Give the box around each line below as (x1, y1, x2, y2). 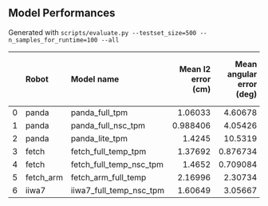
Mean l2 (179, 63, 211, 74)
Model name (70, 73, 120, 85)
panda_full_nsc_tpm (70, 120, 146, 131)
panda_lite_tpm (70, 133, 128, 144)
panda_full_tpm (70, 107, 128, 118)
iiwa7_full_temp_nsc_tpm (70, 184, 165, 196)
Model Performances (8, 6, 116, 20)
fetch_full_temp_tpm (70, 145, 147, 156)
